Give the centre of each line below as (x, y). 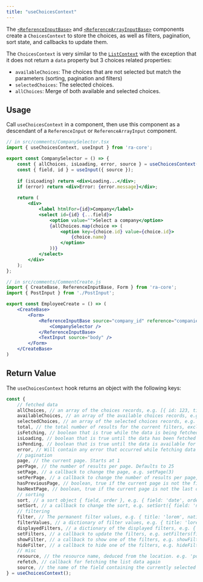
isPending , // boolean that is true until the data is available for (107, 444)
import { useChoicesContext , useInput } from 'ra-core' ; (79, 148)
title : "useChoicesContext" (42, 12)
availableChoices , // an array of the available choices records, (102, 416)
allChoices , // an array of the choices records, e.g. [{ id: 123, (104, 410)
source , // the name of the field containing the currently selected (107, 567)
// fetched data (38, 405)
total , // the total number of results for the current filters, (101, 427)
